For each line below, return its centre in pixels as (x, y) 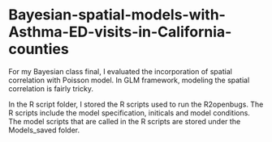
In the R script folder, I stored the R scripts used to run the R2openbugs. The (136, 104)
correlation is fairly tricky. (51, 88)
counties (39, 49)
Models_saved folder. (44, 130)
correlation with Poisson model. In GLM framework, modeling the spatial (129, 80)
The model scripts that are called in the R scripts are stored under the (125, 121)
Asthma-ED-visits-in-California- (120, 32)
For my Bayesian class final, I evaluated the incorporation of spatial (121, 71)
